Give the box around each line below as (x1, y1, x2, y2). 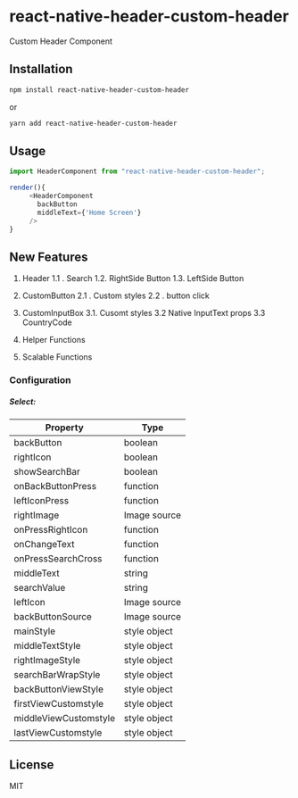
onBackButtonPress (13, 480, 96, 493)
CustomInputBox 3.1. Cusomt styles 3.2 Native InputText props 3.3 (21, 308, 266, 319)
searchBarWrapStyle (13, 669, 101, 681)
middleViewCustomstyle (13, 712, 116, 725)
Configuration (9, 374, 71, 387)
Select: (9, 395, 37, 407)
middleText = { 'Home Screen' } (37, 208, 142, 217)
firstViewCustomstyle (13, 698, 104, 711)
